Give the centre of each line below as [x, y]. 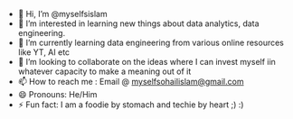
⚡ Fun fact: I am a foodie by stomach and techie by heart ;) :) [131, 105]
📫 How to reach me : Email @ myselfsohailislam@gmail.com [131, 82]
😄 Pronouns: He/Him [57, 94]
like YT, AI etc [44, 52]
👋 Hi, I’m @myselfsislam [62, 14]
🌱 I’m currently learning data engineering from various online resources [151, 42]
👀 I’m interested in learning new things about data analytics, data [138, 23]
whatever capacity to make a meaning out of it [104, 71]
